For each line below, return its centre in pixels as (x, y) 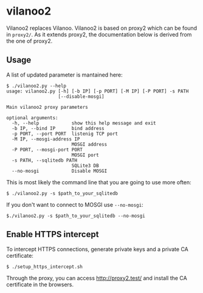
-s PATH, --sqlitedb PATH (45, 160)
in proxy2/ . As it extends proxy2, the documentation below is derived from (99, 34)
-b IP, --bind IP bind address (58, 128)
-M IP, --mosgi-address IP (46, 139)
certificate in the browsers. (40, 284)
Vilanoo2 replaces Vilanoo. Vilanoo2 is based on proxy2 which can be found (102, 28)
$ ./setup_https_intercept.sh (45, 267)
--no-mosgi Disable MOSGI (60, 171)
